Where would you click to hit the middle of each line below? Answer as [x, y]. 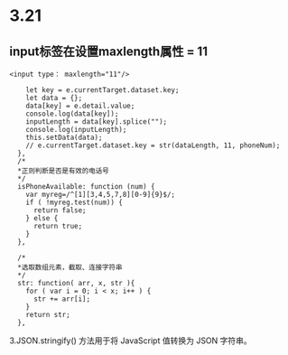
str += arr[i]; [62, 299]
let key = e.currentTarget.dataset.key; [102, 90]
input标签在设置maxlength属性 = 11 [108, 51]
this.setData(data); [64, 137]
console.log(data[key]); [72, 114]
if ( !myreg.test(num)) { [74, 202]
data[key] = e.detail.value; [80, 106]
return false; [60, 210]
